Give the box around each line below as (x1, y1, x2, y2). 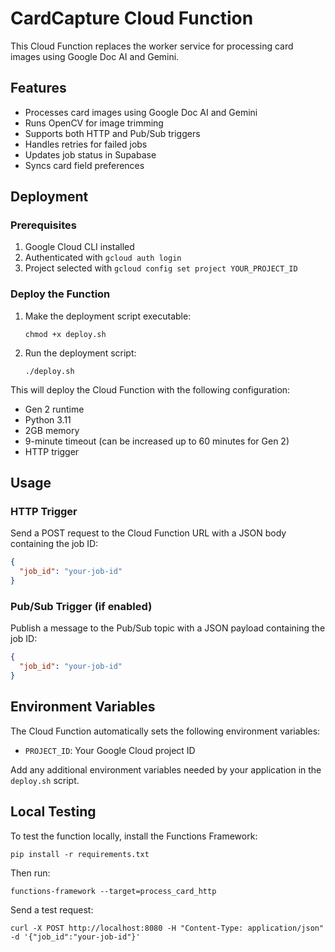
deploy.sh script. (10, 774, 80, 786)
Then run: (10, 867, 51, 879)
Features (10, 80, 67, 97)
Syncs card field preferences (24, 159, 145, 171)
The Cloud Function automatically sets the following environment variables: (10, 725, 321, 737)
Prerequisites (10, 218, 77, 232)
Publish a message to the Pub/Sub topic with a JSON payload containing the (10, 622, 326, 634)
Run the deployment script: (24, 347, 137, 359)
